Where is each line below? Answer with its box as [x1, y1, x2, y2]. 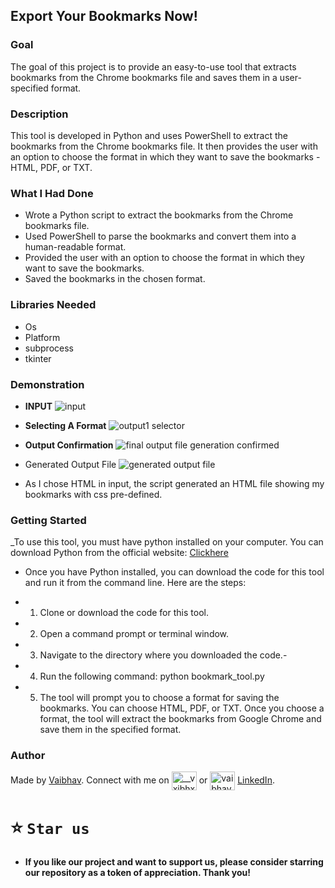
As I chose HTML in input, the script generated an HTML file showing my [24, 477, 325, 489]
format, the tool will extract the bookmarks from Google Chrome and [39, 713, 322, 725]
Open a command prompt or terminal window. [39, 628, 230, 640]
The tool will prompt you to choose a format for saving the [39, 692, 280, 704]
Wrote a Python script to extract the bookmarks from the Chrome [24, 209, 294, 221]
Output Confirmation [24, 439, 114, 451]
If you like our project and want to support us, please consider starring [24, 856, 324, 868]
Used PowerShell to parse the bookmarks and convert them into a [24, 230, 297, 243]
